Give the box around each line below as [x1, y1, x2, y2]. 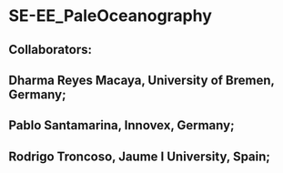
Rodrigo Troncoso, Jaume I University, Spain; [8, 148, 270, 164]
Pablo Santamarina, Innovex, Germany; [8, 117, 235, 133]
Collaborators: [8, 42, 93, 57]
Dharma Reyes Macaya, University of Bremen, [8, 72, 275, 87]
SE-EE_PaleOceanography [8, 5, 213, 26]
